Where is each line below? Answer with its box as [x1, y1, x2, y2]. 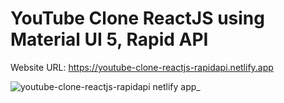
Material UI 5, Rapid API [10, 28, 209, 51]
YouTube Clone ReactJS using [10, 7, 265, 30]
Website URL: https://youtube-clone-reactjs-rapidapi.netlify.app [10, 61, 274, 73]
